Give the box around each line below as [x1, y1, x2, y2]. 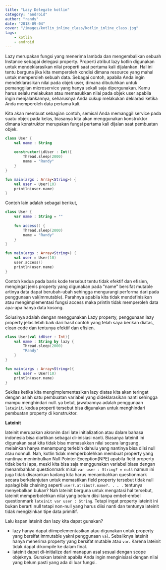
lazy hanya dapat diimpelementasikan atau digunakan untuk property [12, 528, 154, 534]
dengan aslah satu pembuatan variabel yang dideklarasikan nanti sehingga [5, 394, 158, 400]
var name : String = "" [14, 214, 63, 219]
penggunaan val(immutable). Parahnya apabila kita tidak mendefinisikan [5, 294, 152, 300]
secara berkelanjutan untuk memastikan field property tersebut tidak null [5, 477, 154, 483]
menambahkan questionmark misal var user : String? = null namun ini [5, 466, 155, 472]
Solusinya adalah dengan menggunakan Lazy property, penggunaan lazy [5, 314, 155, 320]
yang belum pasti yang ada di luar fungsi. [12, 560, 97, 566]
